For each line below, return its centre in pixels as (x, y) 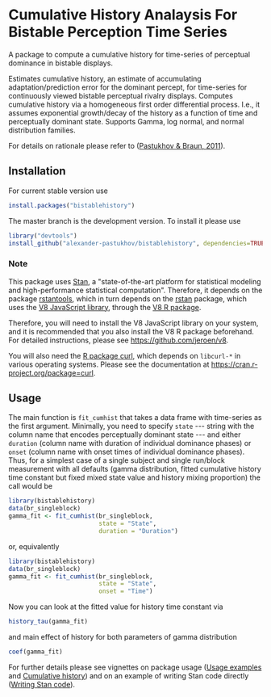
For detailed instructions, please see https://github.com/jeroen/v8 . (119, 340)
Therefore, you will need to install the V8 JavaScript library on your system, (133, 323)
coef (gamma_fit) (35, 652)
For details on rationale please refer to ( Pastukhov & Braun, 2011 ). (117, 145)
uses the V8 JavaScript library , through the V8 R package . (105, 307)
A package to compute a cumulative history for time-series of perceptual (129, 54)
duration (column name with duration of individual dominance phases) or (130, 443)
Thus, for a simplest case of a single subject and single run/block (117, 460)
